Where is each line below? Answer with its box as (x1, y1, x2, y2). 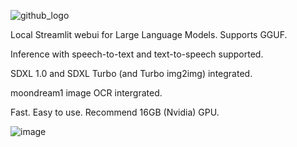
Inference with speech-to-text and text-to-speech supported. (10, 48, 264, 60)
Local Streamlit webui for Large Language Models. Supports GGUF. (10, 29, 288, 40)
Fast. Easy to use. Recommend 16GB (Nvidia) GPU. (10, 106, 220, 118)
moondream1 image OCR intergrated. (10, 87, 163, 99)
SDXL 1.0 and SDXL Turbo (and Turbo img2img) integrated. (10, 68, 253, 79)
